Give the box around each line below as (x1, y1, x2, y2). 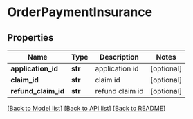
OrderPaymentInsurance (7, 4, 153, 20)
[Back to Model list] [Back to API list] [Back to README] (7, 104, 166, 112)
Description (99, 53, 140, 62)
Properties (7, 32, 54, 44)
